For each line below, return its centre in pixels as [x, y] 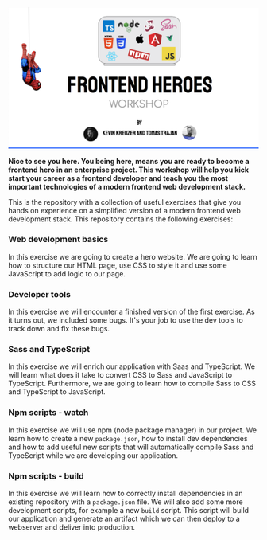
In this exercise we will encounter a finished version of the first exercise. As [132, 312]
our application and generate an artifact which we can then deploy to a [124, 518]
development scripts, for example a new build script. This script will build [128, 510]
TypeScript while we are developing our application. [93, 455]
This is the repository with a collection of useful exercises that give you [125, 202]
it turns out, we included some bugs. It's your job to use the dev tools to [126, 320]
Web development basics [58, 240]
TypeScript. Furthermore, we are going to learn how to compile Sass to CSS [132, 383]
